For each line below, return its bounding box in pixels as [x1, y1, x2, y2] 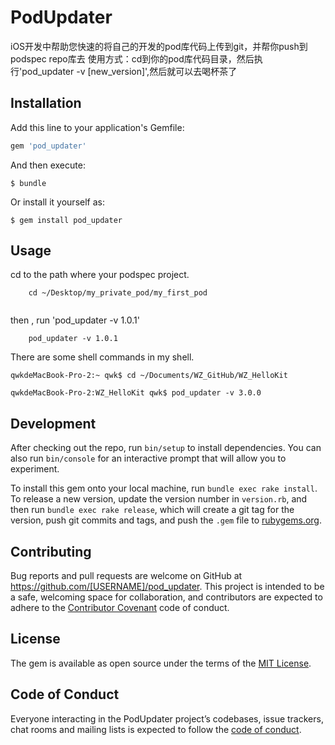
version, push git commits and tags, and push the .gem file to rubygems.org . [10, 514, 323, 526]
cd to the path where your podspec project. [10, 269, 190, 281]
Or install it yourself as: [10, 196, 105, 208]
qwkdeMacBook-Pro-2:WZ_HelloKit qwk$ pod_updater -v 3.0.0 [10, 388, 262, 398]
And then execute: [10, 159, 86, 171]
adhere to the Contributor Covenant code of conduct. [10, 602, 230, 614]
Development [10, 415, 97, 432]
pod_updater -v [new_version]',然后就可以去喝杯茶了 [21, 65, 238, 77]
